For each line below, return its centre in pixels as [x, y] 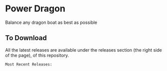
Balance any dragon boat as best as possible [51, 22]
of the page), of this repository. [37, 55]
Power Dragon [35, 9]
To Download [26, 38]
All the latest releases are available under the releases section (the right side [83, 50]
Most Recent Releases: [29, 64]
